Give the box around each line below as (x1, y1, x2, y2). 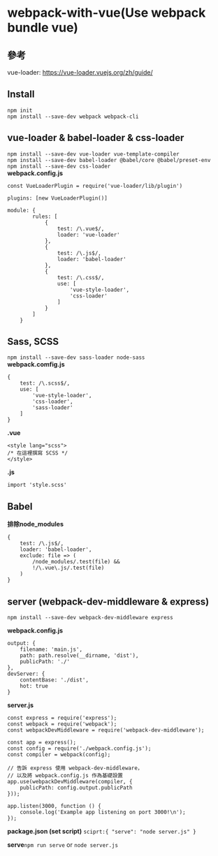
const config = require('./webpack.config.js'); (7, 745, 152, 752)
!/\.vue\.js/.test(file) (32, 564, 105, 572)
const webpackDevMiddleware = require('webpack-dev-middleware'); (7, 727, 205, 734)
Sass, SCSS (7, 336, 59, 348)
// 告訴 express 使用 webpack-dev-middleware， (7, 765, 143, 772)
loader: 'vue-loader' (57, 231, 120, 238)
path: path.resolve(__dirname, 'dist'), (20, 652, 139, 659)
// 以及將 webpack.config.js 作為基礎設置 (7, 772, 124, 779)
